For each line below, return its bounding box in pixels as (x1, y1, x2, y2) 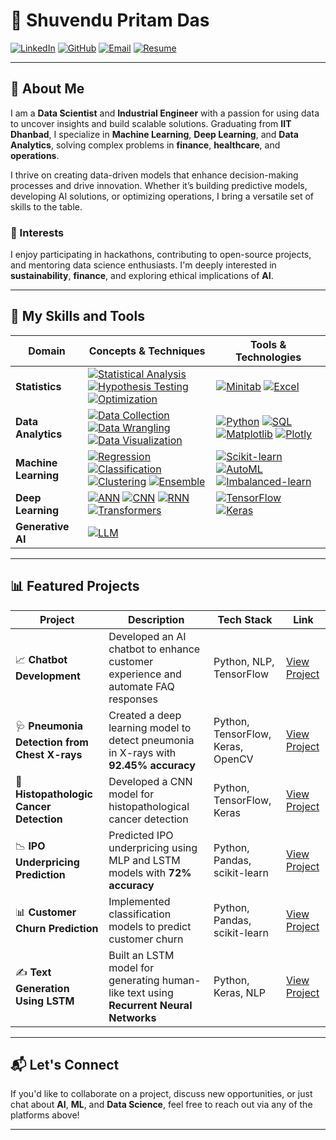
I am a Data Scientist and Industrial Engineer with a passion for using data (10, 107, 320, 119)
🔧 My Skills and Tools (10, 308, 145, 325)
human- (161, 973, 202, 987)
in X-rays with (108, 745, 177, 759)
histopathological (108, 799, 190, 813)
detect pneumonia (108, 733, 195, 747)
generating (108, 973, 160, 987)
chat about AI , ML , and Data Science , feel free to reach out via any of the (10, 1099, 313, 1111)
